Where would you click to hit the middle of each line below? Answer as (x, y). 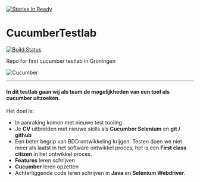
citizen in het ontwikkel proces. (53, 154)
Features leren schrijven (45, 161)
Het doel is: (20, 111)
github (23, 135)
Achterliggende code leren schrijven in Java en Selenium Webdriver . (100, 173)
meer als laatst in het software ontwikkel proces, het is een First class (101, 148)
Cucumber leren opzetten (47, 167)
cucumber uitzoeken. (33, 98)
